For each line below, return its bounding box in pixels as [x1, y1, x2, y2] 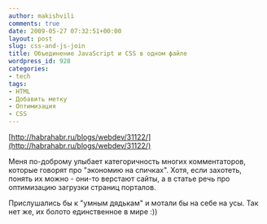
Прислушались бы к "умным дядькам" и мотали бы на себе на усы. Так [8, 198, 259, 208]
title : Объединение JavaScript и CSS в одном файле [8, 50, 187, 58]
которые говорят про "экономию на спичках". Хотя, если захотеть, [8, 166, 243, 174]
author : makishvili [8, 11, 75, 20]
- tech [8, 72, 31, 80]
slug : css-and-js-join [8, 42, 85, 50]
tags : [8, 80, 27, 88]
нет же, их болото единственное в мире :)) [8, 207, 158, 216]
